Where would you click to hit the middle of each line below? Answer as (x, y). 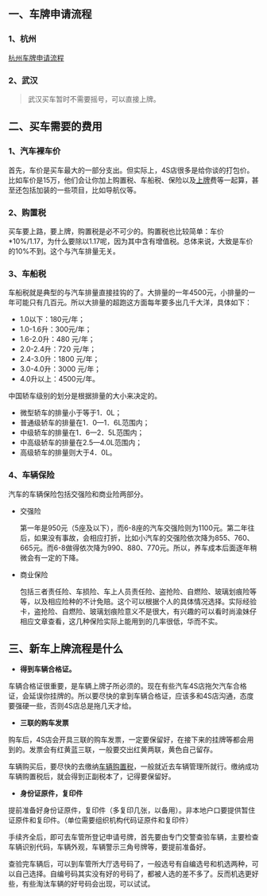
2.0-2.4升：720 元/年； (58, 349)
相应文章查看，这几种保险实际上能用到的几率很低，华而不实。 (121, 621)
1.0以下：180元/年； (52, 320)
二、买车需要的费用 (55, 127)
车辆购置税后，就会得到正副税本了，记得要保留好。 (92, 777)
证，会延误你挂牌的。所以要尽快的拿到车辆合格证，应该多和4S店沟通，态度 (131, 696)
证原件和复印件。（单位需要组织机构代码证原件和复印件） (101, 820)
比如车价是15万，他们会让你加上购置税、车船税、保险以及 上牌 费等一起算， (130, 180)
